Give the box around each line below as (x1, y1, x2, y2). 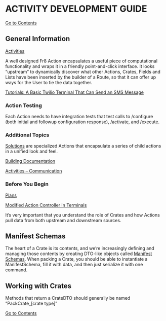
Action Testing (5, 102, 42, 109)
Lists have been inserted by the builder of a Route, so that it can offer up (5, 74, 156, 80)
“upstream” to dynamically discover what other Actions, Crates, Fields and (5, 68, 160, 75)
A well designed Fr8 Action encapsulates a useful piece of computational (5, 58, 158, 64)
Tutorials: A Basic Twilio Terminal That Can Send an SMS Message (5, 89, 144, 95)
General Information (5, 34, 70, 43)
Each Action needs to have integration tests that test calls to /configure (5, 114, 153, 120)
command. (5, 267, 28, 273)
